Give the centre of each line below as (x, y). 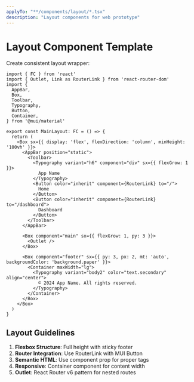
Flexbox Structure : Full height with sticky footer (74, 347)
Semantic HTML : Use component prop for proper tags (82, 360)
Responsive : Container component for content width (80, 366)
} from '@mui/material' (36, 121)
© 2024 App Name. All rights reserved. (87, 283)
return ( (22, 137)
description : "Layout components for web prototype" (73, 17)
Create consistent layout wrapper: (48, 63)
